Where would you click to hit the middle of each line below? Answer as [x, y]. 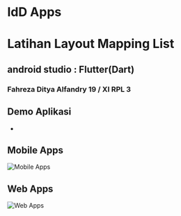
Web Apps [30, 189]
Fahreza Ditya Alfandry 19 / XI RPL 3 [69, 89]
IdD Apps [34, 12]
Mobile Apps [36, 150]
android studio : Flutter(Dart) [71, 69]
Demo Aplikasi [39, 112]
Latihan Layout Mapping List [91, 44]
